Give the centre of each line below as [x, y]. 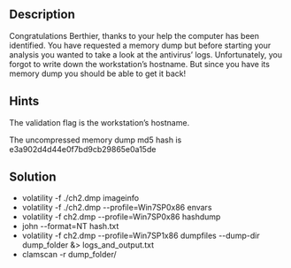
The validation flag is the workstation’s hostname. [100, 122]
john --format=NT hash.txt [70, 226]
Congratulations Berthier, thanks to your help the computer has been [134, 35]
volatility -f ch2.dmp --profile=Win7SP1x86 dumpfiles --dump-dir [141, 236]
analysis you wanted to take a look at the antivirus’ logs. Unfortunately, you [146, 54]
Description [42, 15]
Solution [33, 177]
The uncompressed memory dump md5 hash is [96, 140]
